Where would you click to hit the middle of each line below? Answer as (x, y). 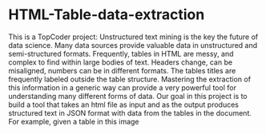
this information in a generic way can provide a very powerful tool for (122, 87)
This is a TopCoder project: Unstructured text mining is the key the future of (133, 37)
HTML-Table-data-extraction (107, 15)
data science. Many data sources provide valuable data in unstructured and (133, 45)
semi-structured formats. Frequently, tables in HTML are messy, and (121, 53)
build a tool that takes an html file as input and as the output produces (123, 104)
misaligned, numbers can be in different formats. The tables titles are (122, 70)
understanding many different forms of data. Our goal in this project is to (128, 96)
